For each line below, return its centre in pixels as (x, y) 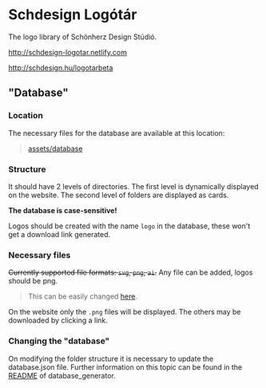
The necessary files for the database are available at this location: (117, 133)
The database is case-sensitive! (63, 210)
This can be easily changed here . (83, 296)
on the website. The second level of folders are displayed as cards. (119, 195)
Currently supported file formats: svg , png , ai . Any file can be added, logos (131, 272)
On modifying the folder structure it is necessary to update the (111, 358)
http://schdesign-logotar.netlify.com (68, 52)
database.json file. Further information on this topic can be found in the (125, 367)
